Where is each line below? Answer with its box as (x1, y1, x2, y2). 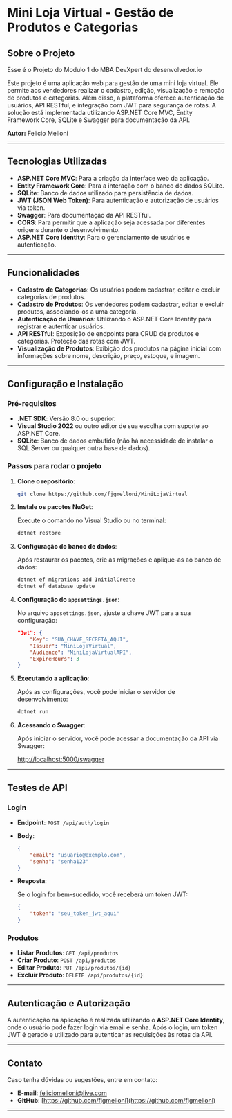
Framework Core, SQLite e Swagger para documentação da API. (7, 116, 191, 124)
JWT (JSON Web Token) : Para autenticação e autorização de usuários (17, 196, 219, 204)
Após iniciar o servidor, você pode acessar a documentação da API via (17, 734, 219, 743)
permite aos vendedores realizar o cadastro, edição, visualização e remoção (7, 87, 225, 94)
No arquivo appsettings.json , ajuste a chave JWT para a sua (17, 609, 191, 617)
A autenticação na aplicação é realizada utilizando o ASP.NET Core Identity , (7, 1016, 225, 1024)
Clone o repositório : (17, 477, 76, 486)
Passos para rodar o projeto (7, 461, 102, 471)
